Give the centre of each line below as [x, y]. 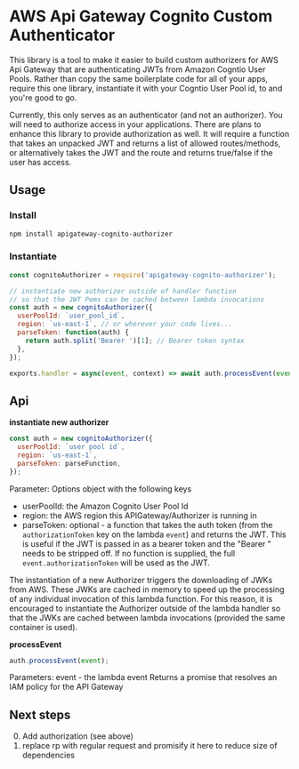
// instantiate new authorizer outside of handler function [123, 291]
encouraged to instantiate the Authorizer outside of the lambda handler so [145, 608]
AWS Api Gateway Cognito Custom [141, 16]
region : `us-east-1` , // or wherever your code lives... [125, 324]
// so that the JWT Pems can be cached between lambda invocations [137, 300]
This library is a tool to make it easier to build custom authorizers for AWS [144, 60]
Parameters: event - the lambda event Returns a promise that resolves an [143, 677]
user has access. [40, 162]
